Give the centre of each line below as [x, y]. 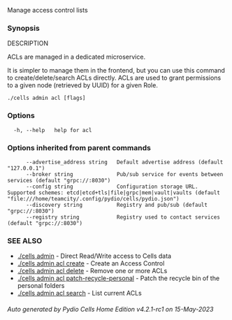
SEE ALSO [25, 240]
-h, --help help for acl [53, 130]
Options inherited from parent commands [79, 147]
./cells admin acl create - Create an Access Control [91, 263]
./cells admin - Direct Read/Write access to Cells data [94, 256]
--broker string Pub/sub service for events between [124, 174]
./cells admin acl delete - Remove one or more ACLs [92, 271]
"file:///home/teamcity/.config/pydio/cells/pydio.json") [93, 198]
